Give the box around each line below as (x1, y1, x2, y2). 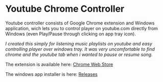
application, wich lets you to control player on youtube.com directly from (5, 25, 158, 31)
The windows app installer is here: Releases (5, 71, 98, 77)
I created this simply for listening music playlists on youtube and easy (5, 40, 152, 46)
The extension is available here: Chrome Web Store (5, 61, 113, 67)
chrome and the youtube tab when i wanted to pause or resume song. (5, 51, 153, 58)
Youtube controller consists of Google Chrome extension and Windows (5, 20, 155, 26)
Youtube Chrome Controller (5, 3, 125, 15)
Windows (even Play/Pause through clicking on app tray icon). (5, 31, 136, 37)
